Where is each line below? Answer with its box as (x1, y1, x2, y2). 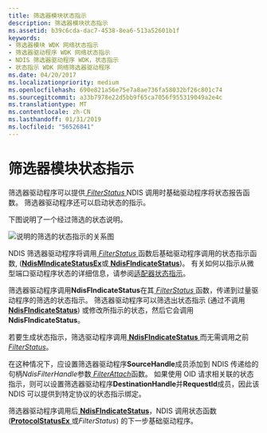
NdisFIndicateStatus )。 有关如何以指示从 (110, 258, 247, 268)
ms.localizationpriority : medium (8, 78, 120, 86)
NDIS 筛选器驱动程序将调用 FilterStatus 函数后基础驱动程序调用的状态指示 (8, 248, 250, 258)
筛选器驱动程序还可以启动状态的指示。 (23, 197, 150, 207)
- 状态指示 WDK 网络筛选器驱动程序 (8, 64, 111, 72)
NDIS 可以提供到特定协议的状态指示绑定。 (8, 388, 146, 399)
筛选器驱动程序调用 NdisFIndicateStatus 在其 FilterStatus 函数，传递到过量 (8, 285, 252, 295)
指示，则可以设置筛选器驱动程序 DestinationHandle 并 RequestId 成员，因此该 (8, 379, 260, 388)
